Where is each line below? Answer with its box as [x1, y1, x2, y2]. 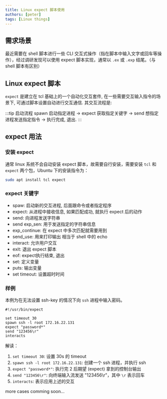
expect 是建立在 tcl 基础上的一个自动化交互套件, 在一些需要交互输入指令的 [5, 93, 157, 99]
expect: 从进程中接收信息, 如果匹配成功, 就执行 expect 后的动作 [12, 208, 143, 214]
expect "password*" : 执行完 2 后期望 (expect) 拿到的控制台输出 [12, 366, 141, 372]
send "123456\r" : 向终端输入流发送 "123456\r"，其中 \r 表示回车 [12, 372, 145, 378]
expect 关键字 [5, 190, 39, 197]
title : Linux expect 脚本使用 [5, 7, 65, 12]
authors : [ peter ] [5, 12, 41, 17]
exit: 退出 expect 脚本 [12, 246, 56, 252]
